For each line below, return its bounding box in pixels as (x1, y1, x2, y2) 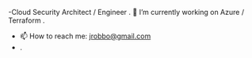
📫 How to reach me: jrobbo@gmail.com (19, 31, 151, 41)
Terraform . (8, 16, 45, 25)
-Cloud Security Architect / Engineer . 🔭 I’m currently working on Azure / (8, 8, 244, 16)
